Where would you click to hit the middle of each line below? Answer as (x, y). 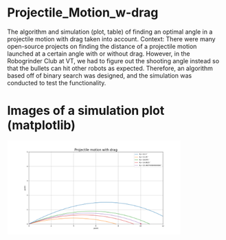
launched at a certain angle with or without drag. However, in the (99, 54)
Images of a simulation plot (86, 111)
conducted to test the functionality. (57, 83)
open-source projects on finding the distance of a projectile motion (102, 46)
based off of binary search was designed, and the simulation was (100, 75)
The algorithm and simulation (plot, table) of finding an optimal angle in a (110, 32)
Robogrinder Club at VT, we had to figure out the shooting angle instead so (113, 61)
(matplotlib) (41, 126)
